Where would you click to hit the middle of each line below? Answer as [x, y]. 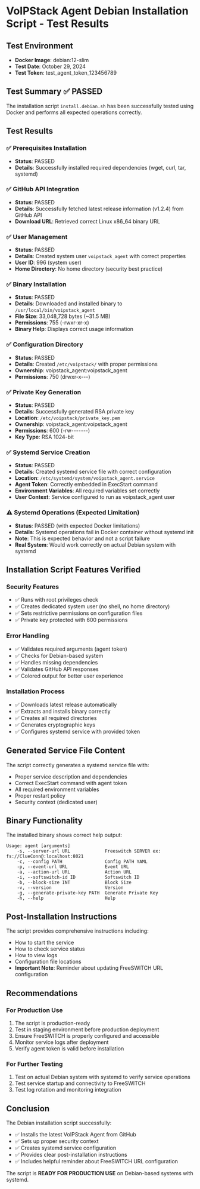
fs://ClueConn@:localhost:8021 [45, 856]
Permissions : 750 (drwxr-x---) [52, 376]
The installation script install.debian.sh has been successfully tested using [100, 106]
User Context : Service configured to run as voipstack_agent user [95, 497]
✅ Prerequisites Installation [46, 148]
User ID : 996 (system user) [48, 263]
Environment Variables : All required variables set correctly [87, 491]
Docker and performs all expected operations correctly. [74, 112]
